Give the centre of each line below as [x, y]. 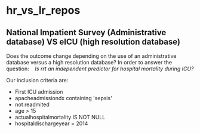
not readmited [32, 104]
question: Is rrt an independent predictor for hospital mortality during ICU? [100, 69]
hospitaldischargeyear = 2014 [51, 123]
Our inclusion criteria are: [37, 80]
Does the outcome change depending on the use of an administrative [91, 56]
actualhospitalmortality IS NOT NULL [60, 117]
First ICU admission [39, 92]
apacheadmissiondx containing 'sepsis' [63, 98]
